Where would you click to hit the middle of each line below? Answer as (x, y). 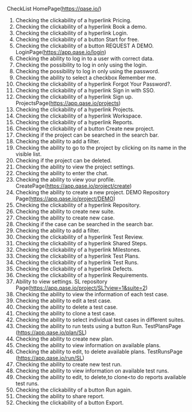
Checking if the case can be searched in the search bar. (85, 224)
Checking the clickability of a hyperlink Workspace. (79, 116)
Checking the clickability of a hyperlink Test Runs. (77, 262)
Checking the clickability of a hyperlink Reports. (74, 122)
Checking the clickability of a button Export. (69, 402)
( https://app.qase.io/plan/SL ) (51, 333)
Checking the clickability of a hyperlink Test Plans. (77, 256)
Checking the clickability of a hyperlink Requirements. (82, 275)
